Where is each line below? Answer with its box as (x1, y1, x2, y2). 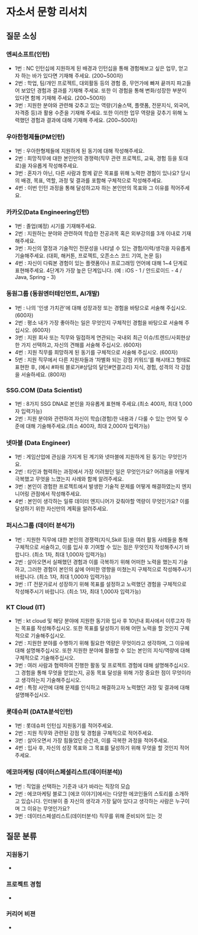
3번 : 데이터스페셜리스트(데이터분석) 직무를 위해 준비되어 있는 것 (14, 812, 163, 819)
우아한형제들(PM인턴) (6, 133, 65, 141)
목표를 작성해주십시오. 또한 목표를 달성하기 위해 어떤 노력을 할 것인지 (21, 625, 179, 632)
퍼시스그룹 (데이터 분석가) (6, 521, 75, 530)
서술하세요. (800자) (21, 371, 67, 378)
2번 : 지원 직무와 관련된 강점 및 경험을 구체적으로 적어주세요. (14, 729, 154, 737)
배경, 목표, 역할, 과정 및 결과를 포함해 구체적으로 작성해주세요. (21, 177, 163, 184)
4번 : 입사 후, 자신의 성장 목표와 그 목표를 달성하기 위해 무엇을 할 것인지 (14, 744, 178, 751)
